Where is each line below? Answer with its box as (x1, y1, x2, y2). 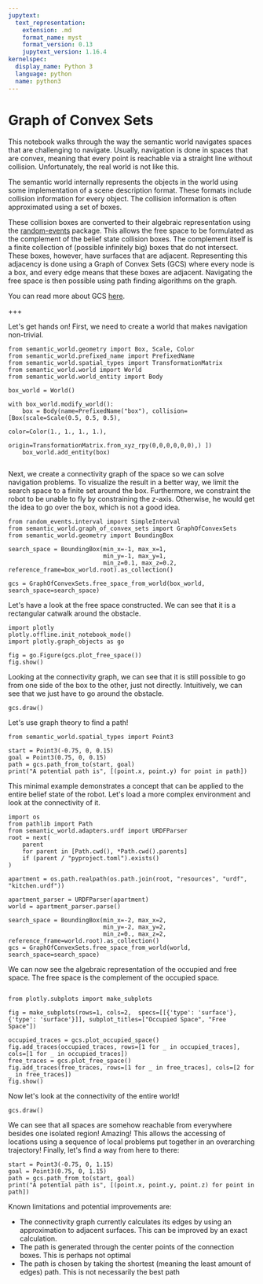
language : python (15, 70, 72, 78)
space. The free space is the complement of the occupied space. (8, 973, 220, 983)
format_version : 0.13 (22, 41, 93, 49)
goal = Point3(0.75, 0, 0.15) (8, 754, 108, 762)
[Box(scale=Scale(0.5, (8, 414, 82, 422)
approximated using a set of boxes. (8, 202, 122, 212)
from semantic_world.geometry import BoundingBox (8, 532, 174, 539)
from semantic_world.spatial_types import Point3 (8, 733, 174, 741)
